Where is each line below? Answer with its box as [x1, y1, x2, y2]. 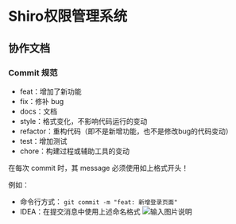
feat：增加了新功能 [19, 87, 82, 96]
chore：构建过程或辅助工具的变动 [19, 146, 130, 156]
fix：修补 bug [19, 96, 64, 106]
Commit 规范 [8, 67, 58, 78]
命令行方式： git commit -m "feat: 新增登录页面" [19, 196, 178, 207]
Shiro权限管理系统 [8, 7, 128, 25]
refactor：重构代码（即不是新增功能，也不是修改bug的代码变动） [19, 126, 233, 136]
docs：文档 [19, 106, 58, 116]
